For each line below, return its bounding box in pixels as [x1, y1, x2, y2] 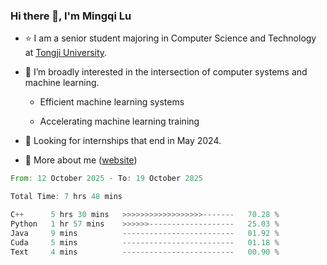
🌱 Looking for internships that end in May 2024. [24, 135, 222, 147]
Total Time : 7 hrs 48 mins [10, 192, 123, 202]
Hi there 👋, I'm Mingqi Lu [10, 9, 132, 23]
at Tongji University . [24, 47, 108, 59]
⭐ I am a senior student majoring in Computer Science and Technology [24, 32, 317, 44]
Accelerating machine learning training [39, 115, 200, 128]
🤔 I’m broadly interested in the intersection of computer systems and [24, 66, 308, 78]
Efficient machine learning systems [39, 96, 185, 108]
